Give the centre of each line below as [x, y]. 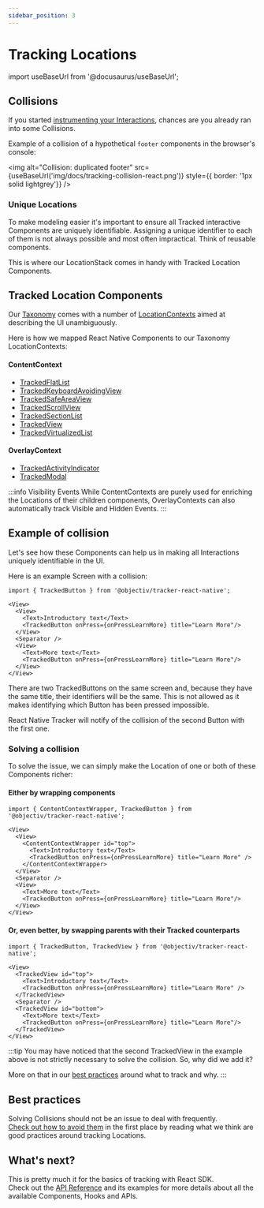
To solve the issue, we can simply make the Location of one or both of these [132, 766]
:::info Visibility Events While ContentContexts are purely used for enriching [130, 492]
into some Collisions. [42, 129]
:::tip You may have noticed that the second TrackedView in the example [125, 1051]
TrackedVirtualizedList [56, 432]
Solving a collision [44, 749]
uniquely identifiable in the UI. [56, 560]
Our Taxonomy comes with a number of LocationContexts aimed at [117, 314]
